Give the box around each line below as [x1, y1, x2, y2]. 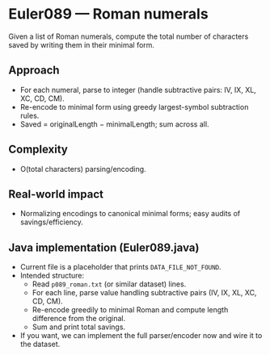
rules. [19, 111, 40, 120]
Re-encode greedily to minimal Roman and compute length [32, 305, 229, 315]
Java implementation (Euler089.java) [8, 240, 200, 254]
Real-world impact [8, 187, 103, 201]
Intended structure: [19, 271, 85, 281]
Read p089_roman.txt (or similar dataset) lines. [32, 279, 187, 289]
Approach [8, 64, 60, 77]
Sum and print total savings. [32, 322, 126, 332]
